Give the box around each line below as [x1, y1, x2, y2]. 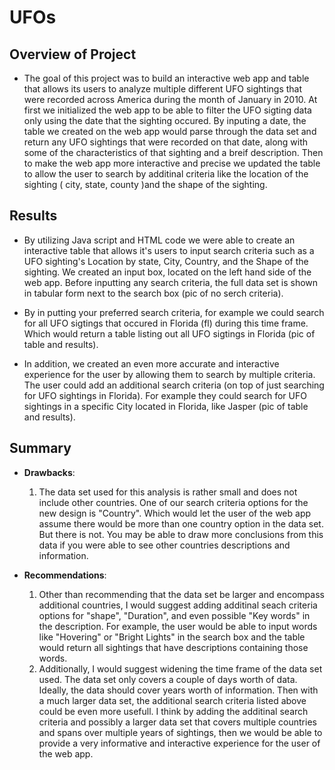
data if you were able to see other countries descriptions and [38, 539, 291, 551]
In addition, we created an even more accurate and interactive [23, 357, 280, 370]
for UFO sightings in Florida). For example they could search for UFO [23, 389, 307, 401]
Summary [9, 440, 72, 457]
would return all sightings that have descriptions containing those [38, 641, 309, 653]
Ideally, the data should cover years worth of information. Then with [38, 684, 319, 696]
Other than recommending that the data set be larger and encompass [38, 588, 325, 600]
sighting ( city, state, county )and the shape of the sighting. [23, 179, 268, 190]
